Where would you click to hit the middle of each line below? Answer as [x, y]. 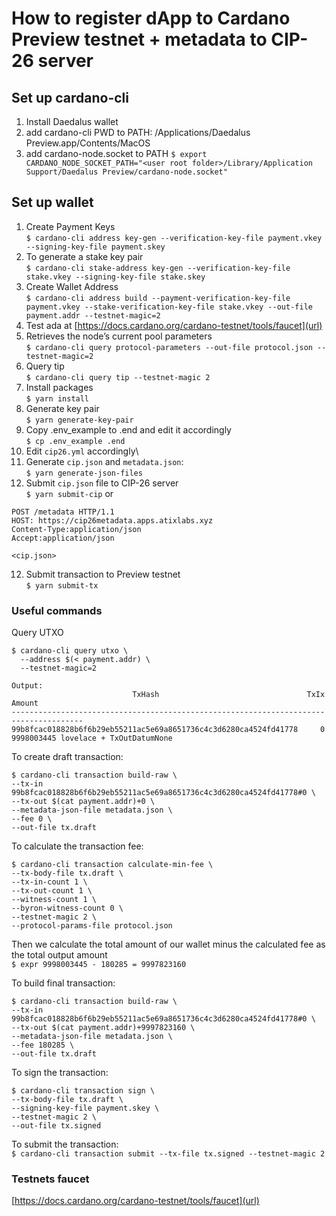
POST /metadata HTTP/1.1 [63, 512]
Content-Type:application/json [76, 529]
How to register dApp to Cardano [151, 18]
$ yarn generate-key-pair [79, 420]
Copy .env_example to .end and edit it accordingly [128, 429]
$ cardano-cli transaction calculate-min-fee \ [112, 865]
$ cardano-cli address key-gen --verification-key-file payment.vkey [174, 238]
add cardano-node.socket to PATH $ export [116, 153]
